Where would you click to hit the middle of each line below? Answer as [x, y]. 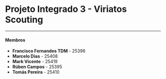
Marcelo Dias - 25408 [35, 56]
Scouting [24, 20]
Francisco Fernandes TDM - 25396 [49, 51]
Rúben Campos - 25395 [37, 67]
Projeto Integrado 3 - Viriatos [66, 9]
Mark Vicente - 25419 [35, 62]
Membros [15, 40]
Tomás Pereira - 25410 [36, 72]
